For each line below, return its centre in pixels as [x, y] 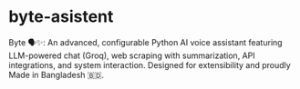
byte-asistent [61, 17]
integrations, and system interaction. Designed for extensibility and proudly [150, 64]
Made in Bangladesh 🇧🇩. [57, 74]
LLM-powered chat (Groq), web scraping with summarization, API [132, 55]
